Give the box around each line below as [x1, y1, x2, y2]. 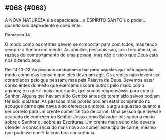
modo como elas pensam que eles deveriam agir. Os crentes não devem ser [5, 71, 160, 78]
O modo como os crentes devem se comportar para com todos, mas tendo [5, 41, 157, 47]
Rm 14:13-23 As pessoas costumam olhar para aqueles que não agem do [5, 67, 154, 72]
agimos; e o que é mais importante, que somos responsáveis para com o [5, 87, 153, 93]
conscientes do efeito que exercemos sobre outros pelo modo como [5, 82, 145, 88]
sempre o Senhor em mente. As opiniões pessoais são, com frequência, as [5, 46, 158, 52]
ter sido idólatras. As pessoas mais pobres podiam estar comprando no [5, 98, 151, 104]
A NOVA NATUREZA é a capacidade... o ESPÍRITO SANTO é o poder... [5, 17, 147, 23]
